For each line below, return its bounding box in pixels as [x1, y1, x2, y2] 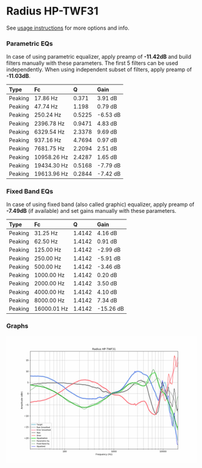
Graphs [6, 322, 28, 330]
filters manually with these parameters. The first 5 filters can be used [6, 59, 178, 67]
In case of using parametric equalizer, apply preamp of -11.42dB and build [6, 53, 192, 60]
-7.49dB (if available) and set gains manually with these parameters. [6, 207, 177, 215]
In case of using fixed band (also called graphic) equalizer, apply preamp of [6, 201, 195, 208]
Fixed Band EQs [6, 187, 53, 195]
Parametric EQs [6, 39, 53, 48]
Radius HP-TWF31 [6, 4, 99, 18]
